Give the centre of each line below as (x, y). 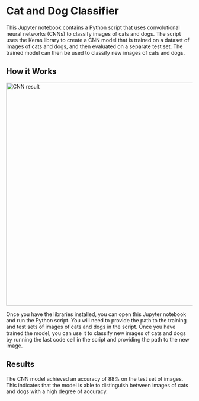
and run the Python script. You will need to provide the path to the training (96, 320)
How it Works (31, 72)
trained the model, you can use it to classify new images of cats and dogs (96, 333)
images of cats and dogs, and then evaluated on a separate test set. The (94, 46)
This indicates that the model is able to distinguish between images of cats (97, 385)
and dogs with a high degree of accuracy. (57, 391)
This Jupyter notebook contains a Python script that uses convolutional (93, 27)
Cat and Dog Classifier (63, 11)
